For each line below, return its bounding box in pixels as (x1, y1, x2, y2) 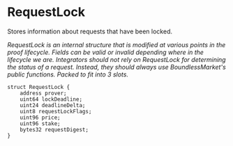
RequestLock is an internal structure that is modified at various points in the (7, 40, 226, 49)
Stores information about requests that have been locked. (7, 27, 173, 35)
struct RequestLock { (7, 83, 70, 90)
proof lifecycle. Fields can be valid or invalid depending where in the (7, 48, 204, 56)
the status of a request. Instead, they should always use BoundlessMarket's (7, 63, 227, 71)
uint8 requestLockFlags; (20, 108, 92, 115)
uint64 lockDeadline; (20, 95, 82, 103)
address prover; (20, 90, 68, 97)
